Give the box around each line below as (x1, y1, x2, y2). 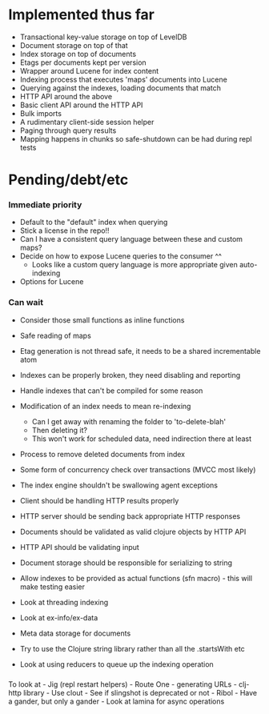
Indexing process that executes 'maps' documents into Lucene (19, 74, 228, 84)
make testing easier (19, 582, 86, 592)
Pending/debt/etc (8, 170, 129, 189)
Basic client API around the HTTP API (19, 100, 143, 110)
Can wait (8, 297, 44, 308)
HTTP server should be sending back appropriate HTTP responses (19, 511, 241, 521)
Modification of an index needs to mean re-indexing (19, 401, 191, 411)
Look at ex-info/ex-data (19, 612, 98, 622)
